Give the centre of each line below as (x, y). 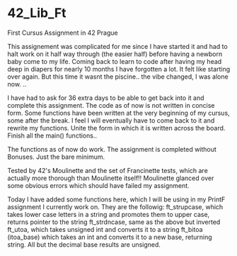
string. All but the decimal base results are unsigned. (84, 244)
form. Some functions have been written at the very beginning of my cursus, (118, 113)
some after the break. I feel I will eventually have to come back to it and (111, 120)
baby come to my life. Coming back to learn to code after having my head (115, 61)
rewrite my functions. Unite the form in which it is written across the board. (116, 128)
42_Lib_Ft (37, 13)
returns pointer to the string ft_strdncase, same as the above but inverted (114, 222)
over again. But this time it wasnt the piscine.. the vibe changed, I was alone (118, 77)
